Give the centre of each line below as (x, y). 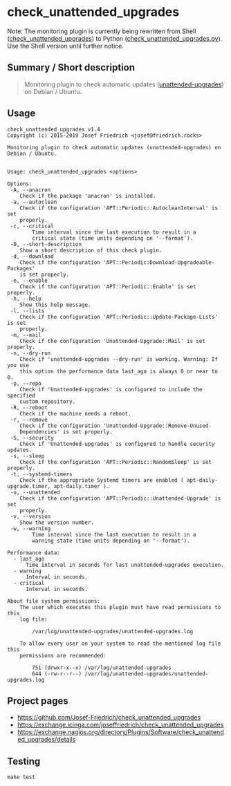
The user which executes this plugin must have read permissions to (120, 607)
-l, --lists (27, 311)
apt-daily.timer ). (82, 486)
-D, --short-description (46, 244)
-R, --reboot (29, 408)
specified (21, 395)
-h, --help (26, 299)
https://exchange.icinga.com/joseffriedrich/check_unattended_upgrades (120, 725)
